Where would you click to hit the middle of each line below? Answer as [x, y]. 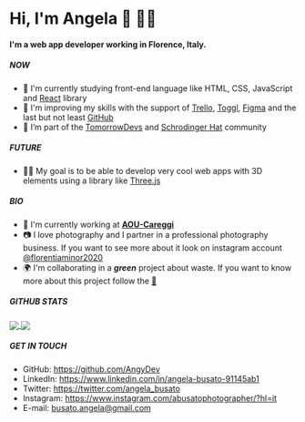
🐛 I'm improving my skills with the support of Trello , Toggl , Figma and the [159, 108]
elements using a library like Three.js [91, 180]
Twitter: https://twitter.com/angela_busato [101, 388]
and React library [55, 98]
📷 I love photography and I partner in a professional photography [145, 234]
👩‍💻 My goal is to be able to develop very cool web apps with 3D [142, 170]
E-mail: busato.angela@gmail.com [87, 407]
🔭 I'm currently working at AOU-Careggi [98, 224]
